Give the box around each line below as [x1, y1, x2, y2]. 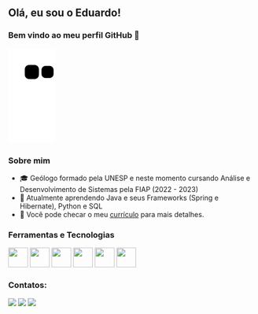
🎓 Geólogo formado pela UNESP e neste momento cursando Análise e [19, 173, 250, 183]
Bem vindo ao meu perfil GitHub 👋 [8, 30, 140, 41]
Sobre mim [8, 155, 51, 166]
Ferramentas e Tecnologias [8, 229, 115, 240]
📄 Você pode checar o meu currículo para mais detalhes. [19, 209, 205, 219]
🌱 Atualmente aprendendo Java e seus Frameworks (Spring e [19, 193, 219, 202]
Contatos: [8, 279, 47, 290]
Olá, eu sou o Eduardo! [8, 6, 122, 20]
